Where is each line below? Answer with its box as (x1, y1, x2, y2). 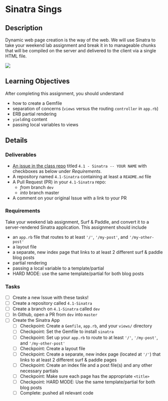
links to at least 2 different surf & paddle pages (20, 357, 117, 363)
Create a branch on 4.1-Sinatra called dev (12, 306, 100, 312)
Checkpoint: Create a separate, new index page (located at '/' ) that (20, 351, 161, 357)
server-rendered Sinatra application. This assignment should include (5, 224, 147, 230)
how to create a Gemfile (12, 100, 62, 106)
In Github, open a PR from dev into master (12, 311, 98, 318)
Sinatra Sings (5, 4, 62, 15)
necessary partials (20, 368, 59, 374)
